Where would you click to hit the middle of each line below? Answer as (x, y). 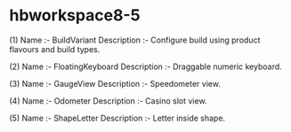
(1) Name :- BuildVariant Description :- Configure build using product (135, 40)
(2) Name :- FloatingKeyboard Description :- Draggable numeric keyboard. (145, 66)
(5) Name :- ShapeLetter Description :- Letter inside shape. (117, 118)
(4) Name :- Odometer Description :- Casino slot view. (108, 101)
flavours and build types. (55, 49)
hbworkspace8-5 (75, 16)
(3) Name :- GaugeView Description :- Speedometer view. (115, 83)
